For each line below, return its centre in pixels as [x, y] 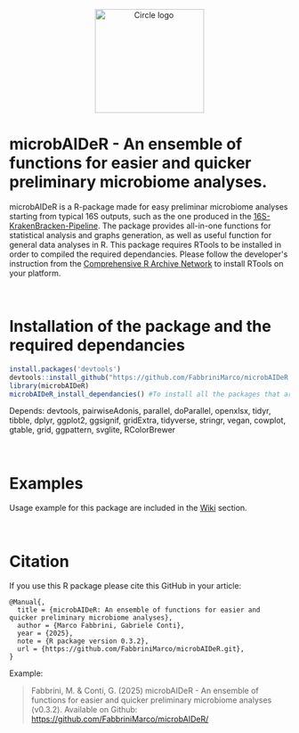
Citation [39, 561]
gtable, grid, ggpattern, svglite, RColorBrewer [93, 430]
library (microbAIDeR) [49, 386]
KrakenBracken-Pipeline [54, 226]
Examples [46, 483]
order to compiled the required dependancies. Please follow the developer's [149, 254]
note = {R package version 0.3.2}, [83, 641]
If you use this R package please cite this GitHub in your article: [125, 586]
